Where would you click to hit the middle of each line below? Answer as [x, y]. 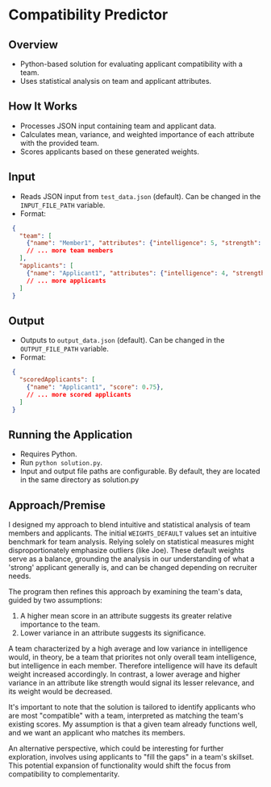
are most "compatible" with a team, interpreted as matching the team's [126, 716]
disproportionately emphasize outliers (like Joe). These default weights [126, 551]
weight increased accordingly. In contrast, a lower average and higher [124, 674]
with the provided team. [59, 143]
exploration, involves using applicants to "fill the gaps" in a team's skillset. [131, 757]
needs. [20, 576]
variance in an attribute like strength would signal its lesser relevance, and [131, 683]
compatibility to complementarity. [64, 774]
